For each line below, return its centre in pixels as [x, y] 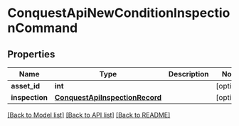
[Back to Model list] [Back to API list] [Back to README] [89, 115]
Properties [31, 54]
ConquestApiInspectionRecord [108, 97]
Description [188, 74]
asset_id [26, 86]
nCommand [43, 28]
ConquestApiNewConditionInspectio [119, 13]
